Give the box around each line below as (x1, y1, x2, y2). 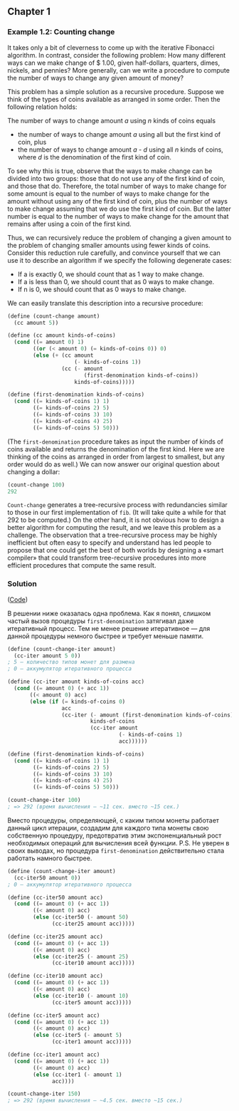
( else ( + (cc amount (33, 352, 94, 359)
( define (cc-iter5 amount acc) (7, 1011, 100, 1019)
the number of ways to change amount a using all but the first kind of (17, 130, 221, 138)
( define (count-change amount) (7, 313, 100, 320)
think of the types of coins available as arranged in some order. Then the (7, 95, 221, 103)
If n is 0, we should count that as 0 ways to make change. (17, 285, 187, 293)
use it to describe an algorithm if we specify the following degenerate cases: (7, 256, 232, 264)
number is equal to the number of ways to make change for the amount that (7, 212, 229, 220)
